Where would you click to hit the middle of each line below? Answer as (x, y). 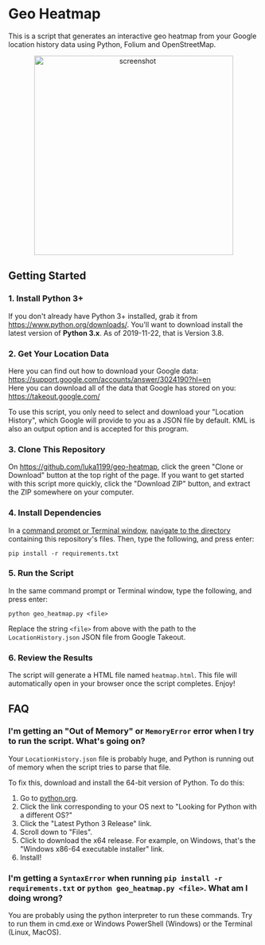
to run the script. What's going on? (77, 741)
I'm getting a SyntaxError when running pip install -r (115, 878)
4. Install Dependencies (55, 513)
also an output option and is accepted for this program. (99, 428)
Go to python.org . (49, 797)
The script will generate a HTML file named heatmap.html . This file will (123, 675)
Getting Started (47, 276)
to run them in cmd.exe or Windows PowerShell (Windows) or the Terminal (131, 924)
